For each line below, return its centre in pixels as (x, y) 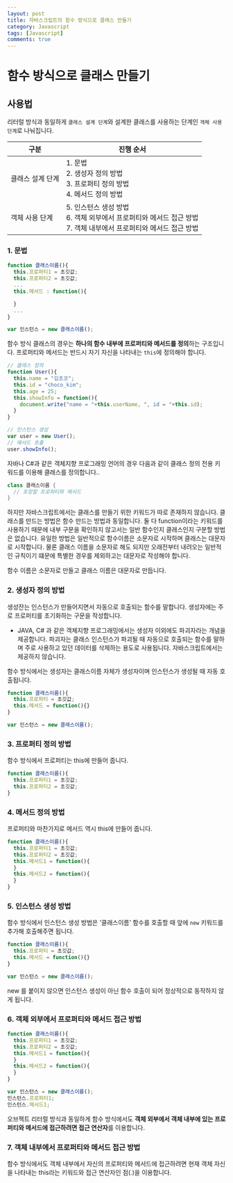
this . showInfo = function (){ (55, 398)
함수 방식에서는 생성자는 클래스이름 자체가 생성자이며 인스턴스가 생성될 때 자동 (113, 671)
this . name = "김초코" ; (44, 379)
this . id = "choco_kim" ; (48, 385)
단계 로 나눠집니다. (31, 131)
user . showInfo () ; (32, 449)
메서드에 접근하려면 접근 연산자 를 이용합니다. (85, 1127)
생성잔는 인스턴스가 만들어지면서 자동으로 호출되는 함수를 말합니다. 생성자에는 (112, 606)
